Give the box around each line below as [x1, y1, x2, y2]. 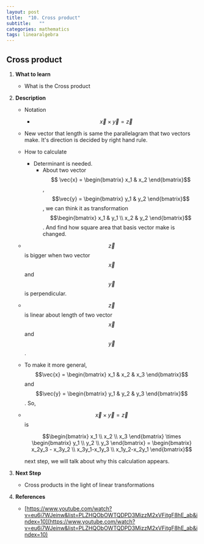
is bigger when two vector [24, 251, 90, 259]
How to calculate [24, 148, 67, 155]
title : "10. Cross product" [6, 15, 81, 21]
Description [15, 94, 46, 101]
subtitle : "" [6, 20, 45, 26]
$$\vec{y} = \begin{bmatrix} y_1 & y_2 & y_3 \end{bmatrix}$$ [35, 389, 188, 397]
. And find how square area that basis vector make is [42, 224, 175, 231]
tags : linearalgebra [6, 32, 59, 38]
